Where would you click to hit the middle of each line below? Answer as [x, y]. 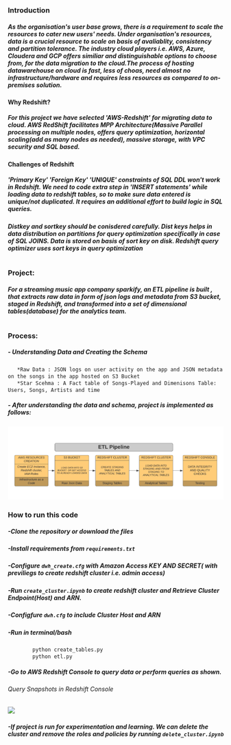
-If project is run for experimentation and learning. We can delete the [108, 727]
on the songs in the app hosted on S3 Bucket [74, 376]
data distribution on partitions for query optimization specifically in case [114, 233]
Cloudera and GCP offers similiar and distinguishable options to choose [112, 56]
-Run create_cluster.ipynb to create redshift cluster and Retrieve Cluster [114, 590]
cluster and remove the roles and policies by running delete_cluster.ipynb [116, 734]
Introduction [29, 10]
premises [21, 85]
